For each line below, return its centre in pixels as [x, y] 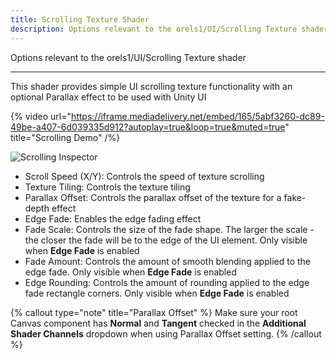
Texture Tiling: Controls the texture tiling [107, 187]
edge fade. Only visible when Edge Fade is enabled [130, 272]
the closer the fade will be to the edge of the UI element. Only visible [166, 240]
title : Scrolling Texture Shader [80, 19]
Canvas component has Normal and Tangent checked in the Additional [158, 323]
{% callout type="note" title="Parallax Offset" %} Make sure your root [154, 312]
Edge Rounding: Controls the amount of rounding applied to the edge [167, 282]
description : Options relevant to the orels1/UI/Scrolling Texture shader [169, 29]
